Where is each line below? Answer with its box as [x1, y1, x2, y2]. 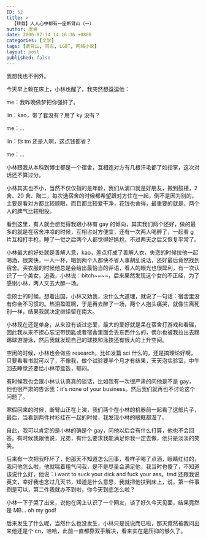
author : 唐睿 [6, 26, 38, 33]
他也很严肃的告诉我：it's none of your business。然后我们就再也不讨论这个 [6, 385, 196, 393]
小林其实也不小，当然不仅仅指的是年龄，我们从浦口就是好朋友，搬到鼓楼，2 [6, 184, 198, 191]
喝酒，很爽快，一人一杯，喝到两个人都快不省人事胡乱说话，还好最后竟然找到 [6, 256, 200, 264]
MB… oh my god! [13, 506, 56, 514]
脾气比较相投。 [17, 207, 55, 215]
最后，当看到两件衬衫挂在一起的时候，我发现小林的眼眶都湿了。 [6, 414, 167, 421]
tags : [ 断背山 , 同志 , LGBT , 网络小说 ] [6, 44, 97, 50]
